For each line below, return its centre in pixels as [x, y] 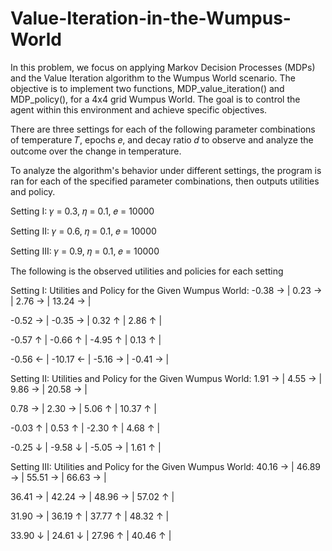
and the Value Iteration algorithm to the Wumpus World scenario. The [153, 78]
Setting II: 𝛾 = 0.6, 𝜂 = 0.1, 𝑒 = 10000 [83, 231]
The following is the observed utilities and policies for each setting [147, 271]
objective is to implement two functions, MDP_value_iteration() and [147, 88]
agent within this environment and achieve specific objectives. [139, 109]
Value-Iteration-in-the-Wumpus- [151, 18]
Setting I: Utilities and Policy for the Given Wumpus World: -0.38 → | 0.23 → [166, 290]
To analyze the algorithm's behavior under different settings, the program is [166, 170]
